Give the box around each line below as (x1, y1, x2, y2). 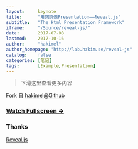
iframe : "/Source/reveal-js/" (6, 25, 91, 31)
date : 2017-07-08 (6, 30, 65, 36)
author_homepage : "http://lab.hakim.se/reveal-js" (6, 47, 133, 53)
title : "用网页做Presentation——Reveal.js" (6, 14, 122, 20)
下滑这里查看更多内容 (20, 79, 72, 86)
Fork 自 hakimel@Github (6, 92, 65, 99)
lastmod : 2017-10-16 (6, 36, 65, 41)
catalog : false (6, 52, 51, 58)
